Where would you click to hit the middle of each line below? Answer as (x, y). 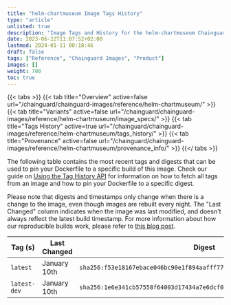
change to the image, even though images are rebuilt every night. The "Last (114, 204)
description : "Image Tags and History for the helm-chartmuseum (101, 33)
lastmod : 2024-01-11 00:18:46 (51, 45)
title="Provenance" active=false (52, 141)
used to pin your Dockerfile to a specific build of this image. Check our (107, 169)
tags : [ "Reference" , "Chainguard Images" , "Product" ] (86, 59)
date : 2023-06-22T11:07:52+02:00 (55, 39)
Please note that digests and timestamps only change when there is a (106, 197)
